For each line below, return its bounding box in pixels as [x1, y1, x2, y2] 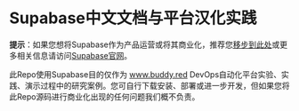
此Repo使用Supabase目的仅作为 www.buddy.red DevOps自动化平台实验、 [9, 68, 282, 80]
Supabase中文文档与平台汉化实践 [9, 8, 257, 28]
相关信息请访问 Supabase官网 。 [16, 50, 132, 60]
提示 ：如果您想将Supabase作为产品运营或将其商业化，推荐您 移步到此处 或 [9, 39, 280, 50]
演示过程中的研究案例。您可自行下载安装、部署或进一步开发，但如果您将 [24, 80, 290, 91]
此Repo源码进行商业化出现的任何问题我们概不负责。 [9, 91, 200, 102]
